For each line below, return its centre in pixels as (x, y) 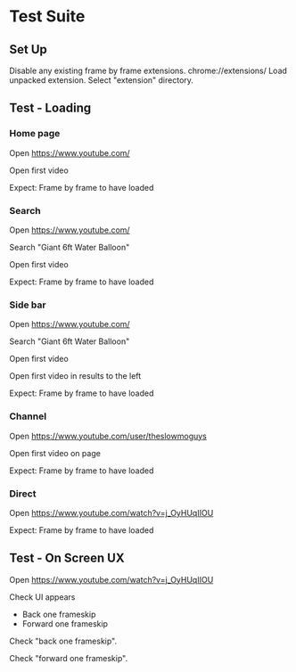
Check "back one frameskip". (63, 641)
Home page (35, 134)
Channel (28, 416)
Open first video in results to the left (75, 376)
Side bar (28, 305)
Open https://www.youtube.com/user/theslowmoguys (108, 436)
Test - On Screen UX (67, 558)
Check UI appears (42, 597)
